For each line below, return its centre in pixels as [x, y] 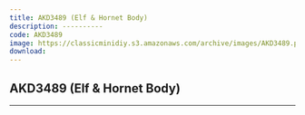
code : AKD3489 [36, 34]
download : [28, 52]
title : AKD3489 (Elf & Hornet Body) [79, 18]
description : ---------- [56, 26]
